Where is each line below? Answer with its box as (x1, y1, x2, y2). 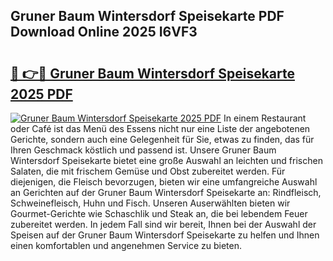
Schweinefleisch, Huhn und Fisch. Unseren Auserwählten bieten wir (10, 197, 291, 209)
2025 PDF (10, 85, 73, 103)
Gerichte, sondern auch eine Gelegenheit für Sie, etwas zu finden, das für (10, 134, 315, 145)
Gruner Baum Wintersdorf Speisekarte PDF (10, 8, 285, 25)
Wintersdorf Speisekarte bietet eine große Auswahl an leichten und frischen (10, 155, 323, 166)
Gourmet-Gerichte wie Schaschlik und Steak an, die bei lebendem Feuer (10, 208, 308, 219)
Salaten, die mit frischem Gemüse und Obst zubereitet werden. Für (10, 165, 286, 177)
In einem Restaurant (223, 112, 307, 124)
